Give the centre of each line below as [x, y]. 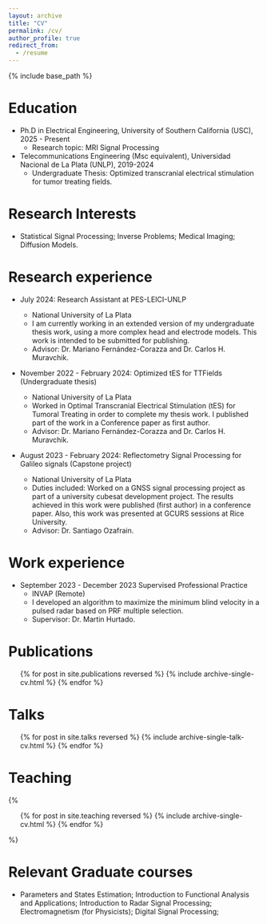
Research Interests [72, 214]
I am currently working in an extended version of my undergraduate [143, 323]
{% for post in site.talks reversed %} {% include [99, 737]
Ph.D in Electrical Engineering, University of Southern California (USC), [136, 130]
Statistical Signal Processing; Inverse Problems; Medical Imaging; [128, 236]
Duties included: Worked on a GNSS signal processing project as [138, 488]
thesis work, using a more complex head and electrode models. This [144, 332]
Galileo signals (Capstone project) [76, 464]
